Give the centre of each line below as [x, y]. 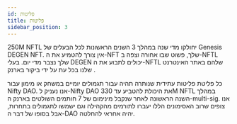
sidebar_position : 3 [38, 27]
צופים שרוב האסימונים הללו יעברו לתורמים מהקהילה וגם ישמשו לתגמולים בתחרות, [116, 106]
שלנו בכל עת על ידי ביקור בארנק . [52, 70]
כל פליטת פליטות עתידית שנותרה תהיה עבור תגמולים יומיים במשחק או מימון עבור [115, 84]
